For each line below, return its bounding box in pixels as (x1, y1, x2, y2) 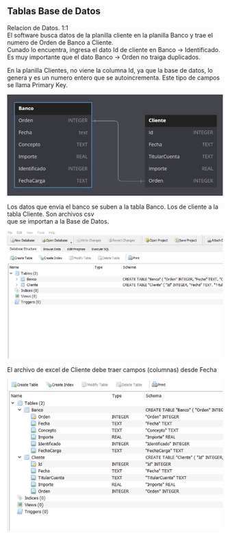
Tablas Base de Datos (7, 5, 101, 17)
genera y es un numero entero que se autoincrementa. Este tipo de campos (7, 73, 220, 82)
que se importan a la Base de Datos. (7, 218, 110, 226)
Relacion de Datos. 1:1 (7, 23, 68, 32)
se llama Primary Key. (7, 80, 68, 89)
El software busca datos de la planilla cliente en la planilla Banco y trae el (7, 31, 214, 39)
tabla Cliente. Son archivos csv (7, 210, 94, 218)
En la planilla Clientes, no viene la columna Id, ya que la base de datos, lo (7, 66, 214, 74)
